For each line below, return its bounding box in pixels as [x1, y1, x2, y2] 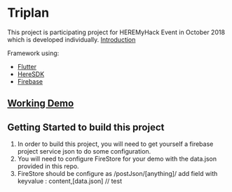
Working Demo [7, 98, 74, 110]
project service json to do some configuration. [17, 147, 151, 156]
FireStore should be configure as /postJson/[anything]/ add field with [17, 170, 218, 178]
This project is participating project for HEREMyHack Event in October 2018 [7, 28, 226, 36]
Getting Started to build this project [7, 121, 165, 133]
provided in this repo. [17, 162, 79, 170]
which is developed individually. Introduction [7, 35, 136, 43]
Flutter [17, 62, 37, 71]
